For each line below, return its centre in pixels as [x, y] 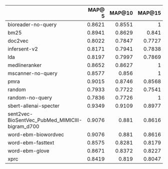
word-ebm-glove [28, 151]
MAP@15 [149, 13]
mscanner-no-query [32, 73]
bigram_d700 [23, 126]
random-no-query [30, 98]
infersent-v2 [23, 49]
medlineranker [24, 65]
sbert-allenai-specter [34, 106]
